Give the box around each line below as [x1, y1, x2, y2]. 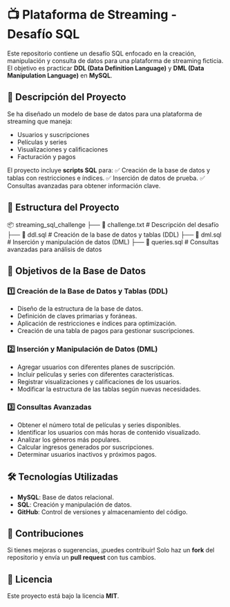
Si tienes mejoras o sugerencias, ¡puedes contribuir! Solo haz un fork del [7, 546, 215, 554]
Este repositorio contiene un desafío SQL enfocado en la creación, [7, 49, 196, 57]
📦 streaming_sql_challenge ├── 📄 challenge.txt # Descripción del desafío [7, 220, 219, 228]
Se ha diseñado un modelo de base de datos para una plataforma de [7, 109, 202, 118]
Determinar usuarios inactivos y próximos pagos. [17, 450, 157, 458]
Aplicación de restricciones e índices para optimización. [17, 319, 178, 327]
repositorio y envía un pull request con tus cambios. [7, 553, 157, 562]
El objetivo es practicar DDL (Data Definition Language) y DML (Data [7, 64, 204, 72]
